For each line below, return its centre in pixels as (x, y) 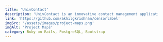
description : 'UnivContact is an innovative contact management (71, 14)
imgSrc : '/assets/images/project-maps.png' (50, 23)
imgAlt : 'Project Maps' (29, 28)
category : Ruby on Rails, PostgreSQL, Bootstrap (55, 32)
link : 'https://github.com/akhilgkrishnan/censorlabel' (63, 18)
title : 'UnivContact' (27, 9)
